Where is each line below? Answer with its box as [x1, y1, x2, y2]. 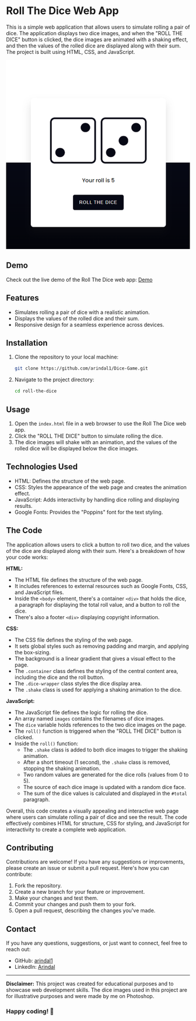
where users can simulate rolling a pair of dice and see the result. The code [6, 813, 188, 821]
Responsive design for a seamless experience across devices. [14, 321, 164, 328]
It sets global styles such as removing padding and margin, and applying [14, 643, 189, 650]
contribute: [6, 871, 33, 878]
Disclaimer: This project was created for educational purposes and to [6, 980, 174, 988]
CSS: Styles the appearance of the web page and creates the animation [14, 483, 187, 490]
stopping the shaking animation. [23, 764, 100, 771]
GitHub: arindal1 [14, 957, 53, 964]
